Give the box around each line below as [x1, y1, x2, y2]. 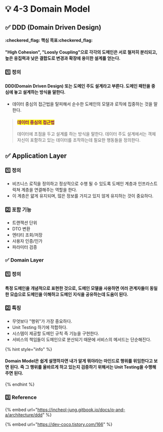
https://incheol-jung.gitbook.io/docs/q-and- [37, 407, 126, 413]
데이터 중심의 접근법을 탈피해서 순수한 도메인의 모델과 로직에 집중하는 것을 [12, 101, 153, 107]
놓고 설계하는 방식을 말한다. [14, 89, 66, 95]
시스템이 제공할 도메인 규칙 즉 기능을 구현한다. [12, 330, 100, 336]
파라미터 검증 [12, 244, 37, 250]
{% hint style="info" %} [5, 346, 53, 352]
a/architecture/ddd [5, 412, 43, 418]
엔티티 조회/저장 [12, 232, 43, 238]
